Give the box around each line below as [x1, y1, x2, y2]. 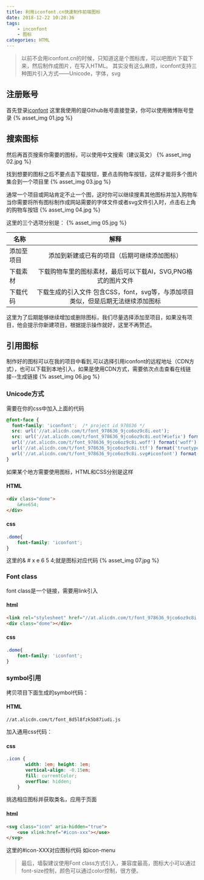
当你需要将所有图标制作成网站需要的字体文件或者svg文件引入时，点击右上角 [6, 198, 196, 205]
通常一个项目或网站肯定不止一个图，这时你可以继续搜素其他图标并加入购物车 [6, 191, 198, 198]
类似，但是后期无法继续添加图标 [69, 297, 161, 305]
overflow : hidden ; [25, 779, 72, 785]
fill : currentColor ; [25, 772, 78, 779]
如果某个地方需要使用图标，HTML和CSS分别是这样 [6, 468, 134, 475]
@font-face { [6, 417, 39, 423]
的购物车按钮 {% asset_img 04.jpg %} [6, 206, 101, 213]
